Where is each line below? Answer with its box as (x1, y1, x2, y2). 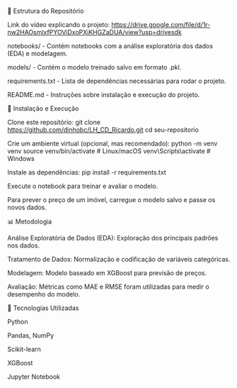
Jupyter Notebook (7, 372, 61, 381)
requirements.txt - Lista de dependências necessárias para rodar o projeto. (7, 77, 226, 85)
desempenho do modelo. (7, 290, 81, 298)
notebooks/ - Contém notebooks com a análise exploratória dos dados (7, 42, 214, 50)
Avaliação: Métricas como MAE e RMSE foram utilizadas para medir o (7, 282, 210, 291)
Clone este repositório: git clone (7, 118, 101, 126)
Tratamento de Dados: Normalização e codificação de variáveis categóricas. (7, 255, 231, 263)
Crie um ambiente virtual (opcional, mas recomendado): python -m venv (7, 139, 218, 148)
